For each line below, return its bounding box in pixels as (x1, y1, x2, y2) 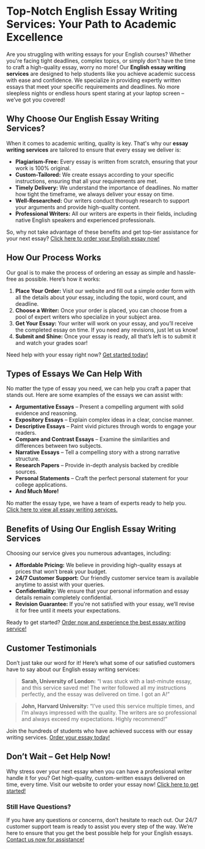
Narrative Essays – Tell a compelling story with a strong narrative (15, 448, 180, 456)
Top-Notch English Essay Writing (6, 4, 178, 18)
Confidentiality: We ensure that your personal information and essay (15, 587, 189, 595)
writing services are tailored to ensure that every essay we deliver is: (6, 146, 181, 154)
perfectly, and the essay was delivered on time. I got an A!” (21, 691, 170, 698)
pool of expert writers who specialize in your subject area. (15, 313, 162, 321)
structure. (15, 455, 40, 462)
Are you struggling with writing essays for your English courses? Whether (6, 50, 191, 57)
